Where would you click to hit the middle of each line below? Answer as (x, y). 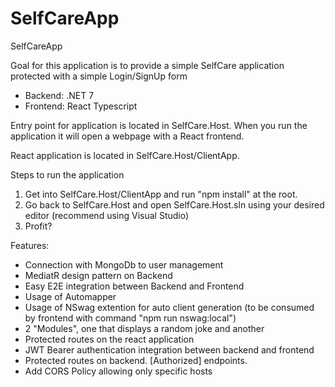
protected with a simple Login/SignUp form (99, 76)
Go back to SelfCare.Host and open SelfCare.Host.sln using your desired (174, 204)
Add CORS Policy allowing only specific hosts (118, 371)
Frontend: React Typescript (81, 106)
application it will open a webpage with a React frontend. (127, 136)
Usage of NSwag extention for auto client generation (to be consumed (169, 307)
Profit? (38, 226)
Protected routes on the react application (109, 339)
